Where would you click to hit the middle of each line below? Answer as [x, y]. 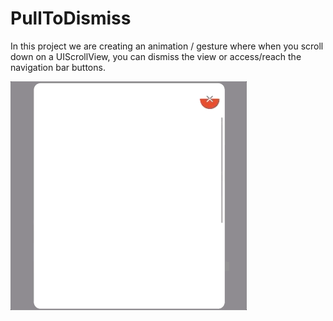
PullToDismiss [71, 18]
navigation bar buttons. [58, 67]
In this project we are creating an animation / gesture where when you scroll [167, 46]
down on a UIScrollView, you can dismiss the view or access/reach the [156, 56]
